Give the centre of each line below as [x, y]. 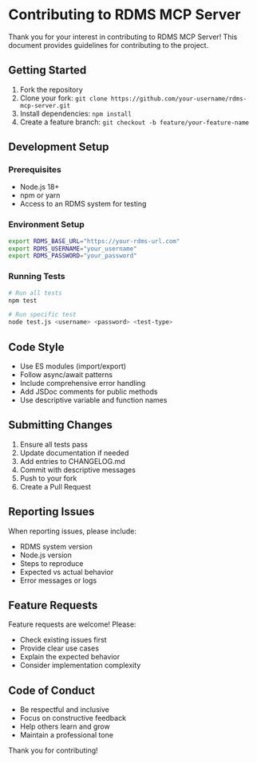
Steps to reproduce [51, 563]
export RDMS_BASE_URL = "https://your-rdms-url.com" [94, 241]
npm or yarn [40, 195]
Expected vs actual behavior [67, 572]
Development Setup [59, 147]
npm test [23, 301]
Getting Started [47, 71]
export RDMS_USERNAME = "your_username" [73, 249]
